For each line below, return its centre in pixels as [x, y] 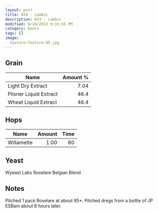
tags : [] [14, 33]
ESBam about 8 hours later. [33, 206]
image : [12, 38]
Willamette [20, 143]
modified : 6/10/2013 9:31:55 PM [39, 24]
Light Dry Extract [28, 86]
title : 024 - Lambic [27, 15]
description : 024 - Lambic [33, 19]
